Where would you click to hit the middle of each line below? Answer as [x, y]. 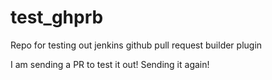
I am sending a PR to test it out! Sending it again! [110, 64]
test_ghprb [57, 17]
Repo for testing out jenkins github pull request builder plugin [136, 45]
